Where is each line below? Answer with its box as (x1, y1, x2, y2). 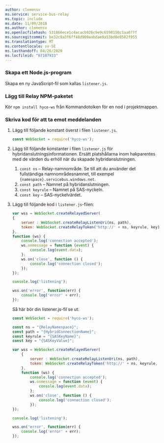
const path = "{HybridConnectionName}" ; (12, 329, 96, 334)
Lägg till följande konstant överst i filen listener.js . (12, 127, 117, 133)
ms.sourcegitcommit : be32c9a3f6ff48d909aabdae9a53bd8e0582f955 (5, 35, 137, 40)
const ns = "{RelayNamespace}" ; (12, 324, 79, 330)
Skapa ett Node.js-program (5, 69, 72, 76)
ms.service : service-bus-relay (5, 12, 69, 17)
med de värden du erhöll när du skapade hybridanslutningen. (12, 156, 136, 162)
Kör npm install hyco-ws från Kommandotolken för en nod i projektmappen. (5, 104, 159, 110)
